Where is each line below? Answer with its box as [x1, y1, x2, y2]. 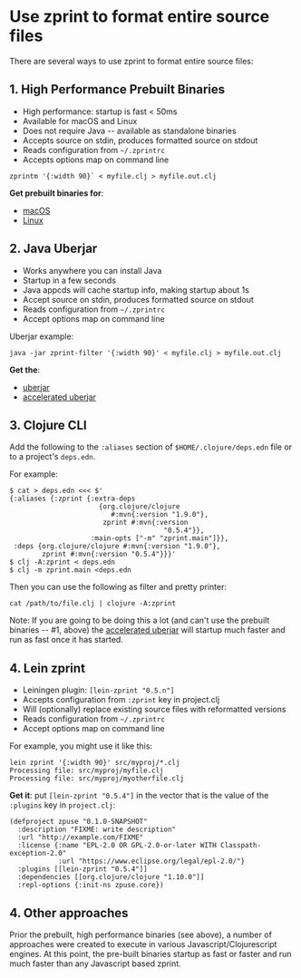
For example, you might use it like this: [9, 741, 152, 751]
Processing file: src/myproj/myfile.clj [9, 766, 165, 776]
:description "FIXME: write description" [17, 825, 177, 835]
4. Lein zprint [9, 660, 86, 676]
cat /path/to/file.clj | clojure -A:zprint [9, 599, 177, 608]
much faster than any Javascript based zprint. [9, 958, 181, 969]
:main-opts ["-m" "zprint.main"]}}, [90, 534, 229, 543]
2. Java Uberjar [9, 241, 98, 257]
